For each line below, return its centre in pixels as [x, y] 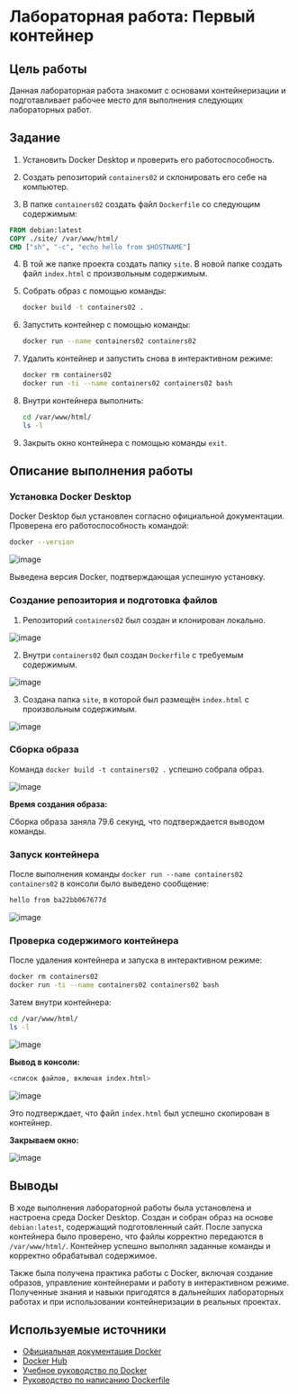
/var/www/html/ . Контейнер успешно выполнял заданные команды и [140, 1245]
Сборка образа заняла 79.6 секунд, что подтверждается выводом [137, 821]
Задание [35, 138]
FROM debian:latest [46, 230]
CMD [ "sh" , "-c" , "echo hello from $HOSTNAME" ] [100, 247]
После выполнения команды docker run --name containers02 [126, 874]
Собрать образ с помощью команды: [94, 291]
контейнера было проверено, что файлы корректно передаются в [136, 1236]
